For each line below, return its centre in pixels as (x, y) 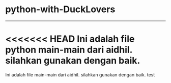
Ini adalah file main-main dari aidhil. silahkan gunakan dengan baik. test (80, 74)
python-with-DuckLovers (60, 9)
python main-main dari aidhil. (69, 50)
